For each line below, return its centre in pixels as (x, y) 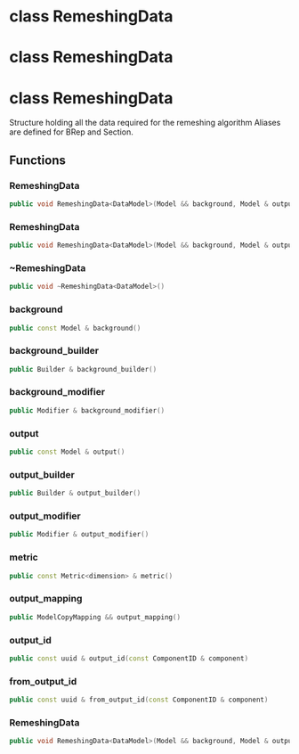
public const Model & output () (67, 452)
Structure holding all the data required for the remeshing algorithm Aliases (145, 123)
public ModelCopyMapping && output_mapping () (95, 617)
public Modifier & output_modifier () (79, 535)
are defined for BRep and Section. (71, 132)
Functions (38, 160)
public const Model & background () (75, 328)
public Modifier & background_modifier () (87, 410)
